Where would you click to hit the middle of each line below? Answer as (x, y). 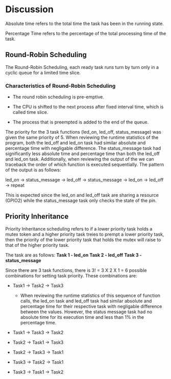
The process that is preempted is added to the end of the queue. (81, 122)
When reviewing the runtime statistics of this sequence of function (90, 295)
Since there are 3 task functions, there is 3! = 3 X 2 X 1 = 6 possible (76, 270)
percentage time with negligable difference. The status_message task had (83, 148)
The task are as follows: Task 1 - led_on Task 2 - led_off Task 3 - (74, 255)
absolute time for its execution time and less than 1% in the (82, 317)
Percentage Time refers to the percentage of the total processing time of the (86, 33)
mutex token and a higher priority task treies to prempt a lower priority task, (85, 234)
